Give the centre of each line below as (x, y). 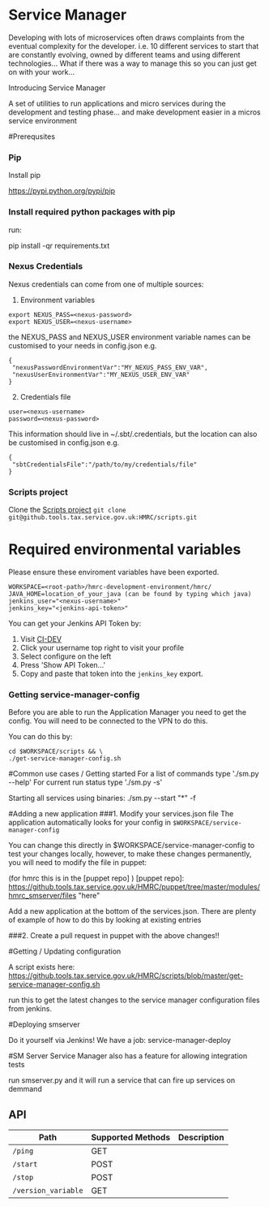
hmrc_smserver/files (43, 896)
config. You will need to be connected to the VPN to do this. (108, 721)
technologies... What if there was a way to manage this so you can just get (132, 63)
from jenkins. (30, 1009)
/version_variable (48, 1191)
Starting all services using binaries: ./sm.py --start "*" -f (102, 798)
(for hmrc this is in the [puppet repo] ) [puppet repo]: (96, 878)
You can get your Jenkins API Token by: (75, 624)
